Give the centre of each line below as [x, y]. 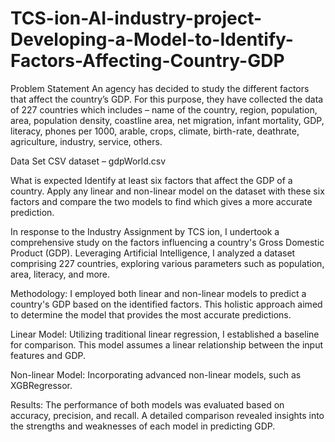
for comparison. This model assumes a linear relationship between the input [167, 344]
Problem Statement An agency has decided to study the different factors [160, 88]
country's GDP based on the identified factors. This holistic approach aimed [166, 304]
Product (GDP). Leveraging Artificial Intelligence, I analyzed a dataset [153, 253]
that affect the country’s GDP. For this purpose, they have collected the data [167, 99]
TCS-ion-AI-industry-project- [136, 18]
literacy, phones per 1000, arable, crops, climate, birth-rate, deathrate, [155, 131]
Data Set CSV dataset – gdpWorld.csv [88, 161]
